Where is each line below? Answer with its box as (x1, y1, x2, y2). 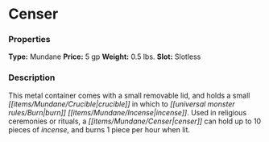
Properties (8, 34, 51, 45)
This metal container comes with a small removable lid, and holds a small (8, 90, 250, 100)
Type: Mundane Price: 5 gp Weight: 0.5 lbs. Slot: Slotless (8, 52, 201, 61)
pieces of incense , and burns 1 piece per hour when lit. (8, 124, 191, 134)
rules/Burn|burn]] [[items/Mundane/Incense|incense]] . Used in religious (8, 107, 247, 117)
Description (8, 72, 56, 83)
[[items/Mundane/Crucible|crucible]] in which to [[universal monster (8, 98, 235, 109)
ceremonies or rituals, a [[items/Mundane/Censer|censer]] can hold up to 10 (8, 116, 262, 126)
